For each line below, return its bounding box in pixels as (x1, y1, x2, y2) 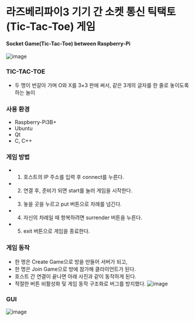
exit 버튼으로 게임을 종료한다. (23, 227, 90, 234)
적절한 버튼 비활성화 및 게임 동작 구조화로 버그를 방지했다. (14, 280, 146, 287)
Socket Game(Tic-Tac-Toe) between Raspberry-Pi (6, 40, 131, 47)
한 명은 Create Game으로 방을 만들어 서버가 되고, (14, 258, 128, 265)
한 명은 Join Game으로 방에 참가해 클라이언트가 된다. (14, 265, 136, 272)
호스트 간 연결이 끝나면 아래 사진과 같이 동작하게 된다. (14, 272, 136, 279)
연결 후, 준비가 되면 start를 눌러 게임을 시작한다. (23, 187, 133, 194)
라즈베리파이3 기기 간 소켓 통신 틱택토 (6, 5, 176, 19)
